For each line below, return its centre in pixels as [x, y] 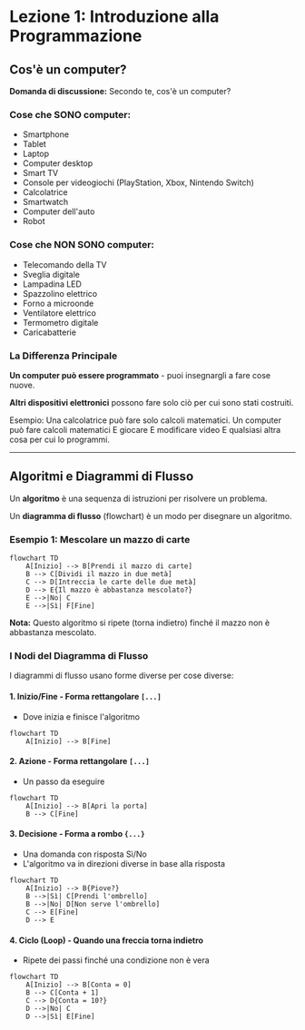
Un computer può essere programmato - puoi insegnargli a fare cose [140, 375]
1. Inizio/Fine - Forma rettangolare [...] [85, 696]
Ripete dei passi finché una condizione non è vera [116, 960]
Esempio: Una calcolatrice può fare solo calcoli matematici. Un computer [145, 420]
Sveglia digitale [51, 274]
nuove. [22, 385]
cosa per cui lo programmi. [60, 439]
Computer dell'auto [59, 211]
